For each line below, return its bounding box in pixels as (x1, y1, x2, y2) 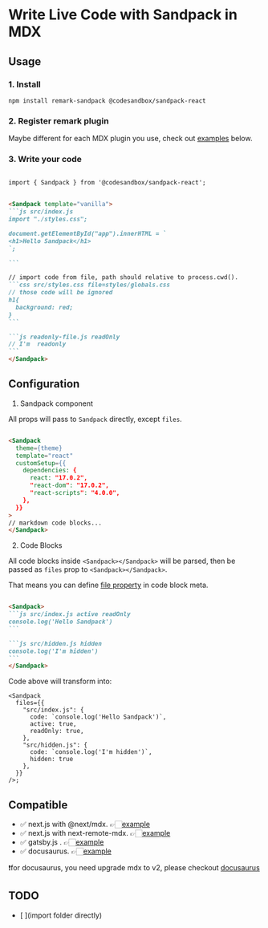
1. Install (8, 79, 42, 90)
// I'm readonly (8, 340, 67, 348)
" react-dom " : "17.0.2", (29, 481, 110, 490)
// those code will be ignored (8, 289, 113, 297)
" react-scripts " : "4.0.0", (29, 489, 120, 497)
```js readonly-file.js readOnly (8, 333, 120, 341)
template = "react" (15, 452, 74, 460)
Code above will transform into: (8, 676, 112, 687)
